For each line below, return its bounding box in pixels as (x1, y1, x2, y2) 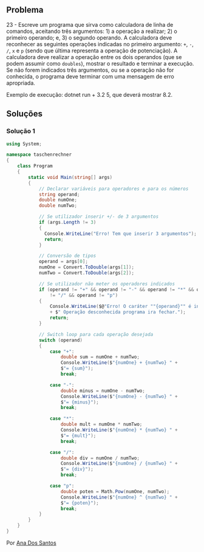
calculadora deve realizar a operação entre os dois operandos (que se (6, 53, 182, 60)
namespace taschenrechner (6, 152, 72, 158)
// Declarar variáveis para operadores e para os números (38, 186, 189, 192)
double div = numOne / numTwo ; (60, 455, 140, 461)
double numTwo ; (38, 203, 78, 209)
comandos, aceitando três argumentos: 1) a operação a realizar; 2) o (6, 27, 177, 35)
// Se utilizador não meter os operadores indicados (38, 281, 175, 287)
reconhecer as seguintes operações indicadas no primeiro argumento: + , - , (6, 40, 194, 47)
